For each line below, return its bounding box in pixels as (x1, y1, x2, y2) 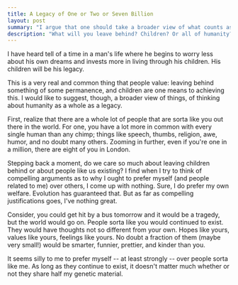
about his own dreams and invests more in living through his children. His (7, 58, 221, 66)
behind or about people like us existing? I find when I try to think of (7, 166, 202, 175)
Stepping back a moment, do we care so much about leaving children (7, 159, 210, 168)
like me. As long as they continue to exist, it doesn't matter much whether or (7, 262, 230, 271)
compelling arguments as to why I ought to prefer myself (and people (7, 174, 210, 183)
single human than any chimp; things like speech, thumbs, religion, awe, (7, 130, 217, 139)
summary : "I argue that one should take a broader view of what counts (7, 23, 223, 31)
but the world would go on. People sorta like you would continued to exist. (7, 218, 224, 227)
